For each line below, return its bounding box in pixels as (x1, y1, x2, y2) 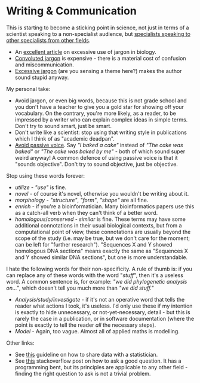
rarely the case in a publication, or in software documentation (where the (14, 315, 195, 322)
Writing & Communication (6, 4, 137, 18)
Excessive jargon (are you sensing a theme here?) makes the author (14, 67, 182, 74)
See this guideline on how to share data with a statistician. (14, 351, 158, 358)
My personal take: (6, 85, 51, 92)
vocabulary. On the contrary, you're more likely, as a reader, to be (14, 110, 176, 117)
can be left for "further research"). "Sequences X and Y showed (14, 241, 173, 248)
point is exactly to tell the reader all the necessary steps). (14, 321, 156, 329)
